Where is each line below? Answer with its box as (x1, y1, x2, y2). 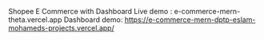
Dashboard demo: (63, 15, 123, 24)
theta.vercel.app (8, 15, 62, 24)
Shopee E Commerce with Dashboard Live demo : (8, 7, 173, 16)
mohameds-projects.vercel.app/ (8, 24, 114, 32)
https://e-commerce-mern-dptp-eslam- (124, 15, 256, 24)
